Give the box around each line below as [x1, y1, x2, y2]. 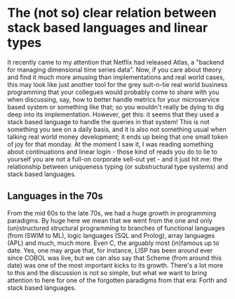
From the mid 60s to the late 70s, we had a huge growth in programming [7, 208, 216, 217]
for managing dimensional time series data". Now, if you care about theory [7, 65, 222, 74]
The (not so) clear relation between [7, 5, 217, 21]
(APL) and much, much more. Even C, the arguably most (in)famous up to [7, 239, 220, 247]
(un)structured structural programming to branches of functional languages [7, 223, 226, 232]
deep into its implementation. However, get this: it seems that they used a [7, 110, 220, 119]
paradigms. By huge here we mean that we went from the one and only [7, 216, 213, 225]
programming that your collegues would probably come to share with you [7, 88, 220, 96]
